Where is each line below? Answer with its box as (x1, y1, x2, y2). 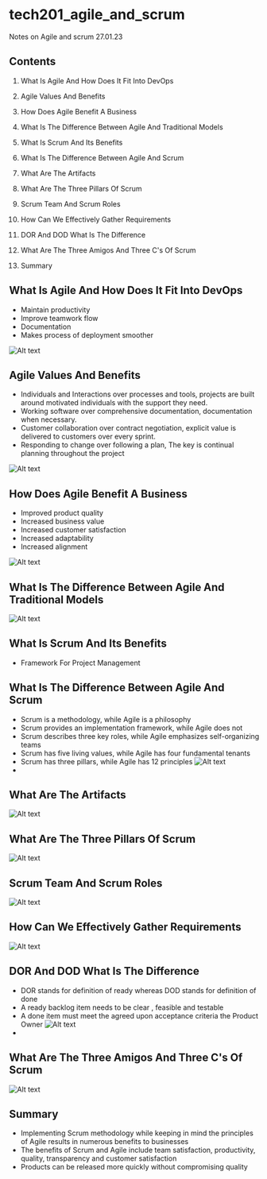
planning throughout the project (20, 449, 126, 458)
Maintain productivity (20, 304, 91, 315)
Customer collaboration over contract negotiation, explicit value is (20, 423, 237, 433)
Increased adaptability (20, 534, 94, 543)
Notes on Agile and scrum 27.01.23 (9, 32, 123, 41)
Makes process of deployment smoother (20, 330, 154, 339)
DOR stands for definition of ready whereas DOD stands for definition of (20, 985, 257, 995)
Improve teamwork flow (20, 313, 99, 323)
